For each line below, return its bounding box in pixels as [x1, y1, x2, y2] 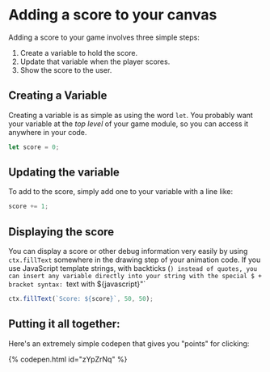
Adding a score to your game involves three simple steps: [8, 32, 200, 42]
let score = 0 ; [8, 143, 60, 151]
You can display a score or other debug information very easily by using [8, 247, 248, 256]
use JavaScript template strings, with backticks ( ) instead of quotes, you [8, 264, 257, 273]
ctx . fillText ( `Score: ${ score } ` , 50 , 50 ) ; [8, 295, 154, 303]
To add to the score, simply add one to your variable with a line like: [8, 187, 234, 197]
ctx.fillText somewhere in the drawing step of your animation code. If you [8, 255, 261, 264]
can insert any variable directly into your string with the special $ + [8, 273, 263, 281]
